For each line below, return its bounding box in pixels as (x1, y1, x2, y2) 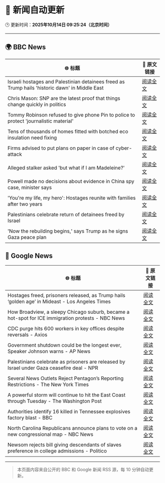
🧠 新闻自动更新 (5, 4, 65, 16)
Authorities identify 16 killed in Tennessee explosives (7, 408, 131, 415)
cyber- (115, 145, 133, 151)
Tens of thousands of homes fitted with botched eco (7, 128, 129, 135)
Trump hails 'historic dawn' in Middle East (7, 84, 104, 91)
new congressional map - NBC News (7, 431, 93, 438)
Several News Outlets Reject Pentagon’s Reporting (7, 375, 124, 382)
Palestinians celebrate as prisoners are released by (7, 358, 125, 365)
